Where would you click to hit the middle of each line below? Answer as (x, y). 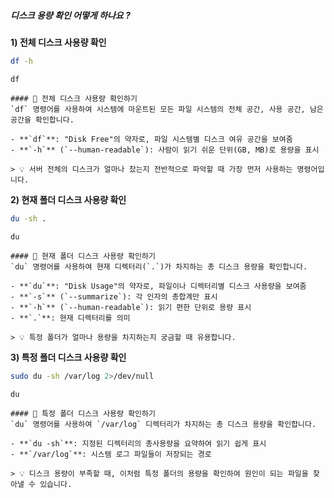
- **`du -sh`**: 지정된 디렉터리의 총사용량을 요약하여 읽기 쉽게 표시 (138, 443)
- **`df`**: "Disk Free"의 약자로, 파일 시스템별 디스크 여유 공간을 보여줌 (151, 139)
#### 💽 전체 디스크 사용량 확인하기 (74, 98)
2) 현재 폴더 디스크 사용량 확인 (68, 199)
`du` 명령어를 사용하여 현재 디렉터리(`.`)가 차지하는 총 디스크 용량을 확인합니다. (159, 266)
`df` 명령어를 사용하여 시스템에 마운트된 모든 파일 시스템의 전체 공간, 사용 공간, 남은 (167, 109)
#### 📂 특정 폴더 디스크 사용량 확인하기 (83, 413)
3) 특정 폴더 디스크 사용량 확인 (68, 357)
